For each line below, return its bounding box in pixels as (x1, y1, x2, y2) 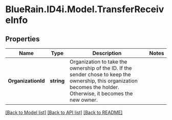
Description (92, 50, 122, 56)
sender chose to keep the (69, 71, 132, 78)
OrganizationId (8, 77, 45, 84)
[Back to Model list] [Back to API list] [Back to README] (5, 109, 123, 115)
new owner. (69, 97, 98, 103)
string (50, 77, 65, 84)
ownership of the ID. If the (69, 65, 132, 72)
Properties (5, 35, 40, 43)
